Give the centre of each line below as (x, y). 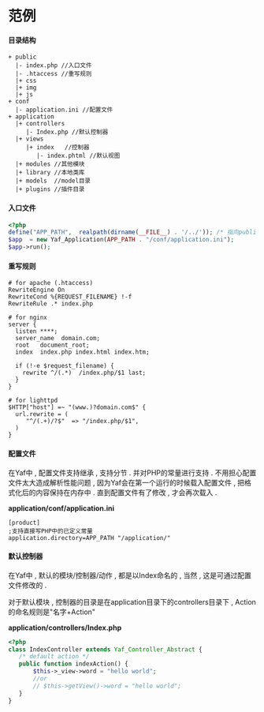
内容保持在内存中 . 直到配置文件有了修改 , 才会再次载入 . (126, 492)
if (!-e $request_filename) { (65, 366)
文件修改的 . (28, 585)
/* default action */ (54, 657)
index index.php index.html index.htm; (82, 352)
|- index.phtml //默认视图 (78, 156)
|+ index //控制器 (58, 148)
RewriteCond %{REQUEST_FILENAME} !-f (70, 297)
